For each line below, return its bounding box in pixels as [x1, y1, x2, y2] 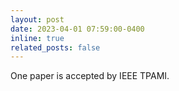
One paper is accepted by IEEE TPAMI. [10, 70, 170, 82]
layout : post [10, 14, 65, 25]
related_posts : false [10, 42, 101, 53]
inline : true [10, 33, 65, 43]
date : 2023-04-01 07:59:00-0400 [10, 24, 145, 34]
